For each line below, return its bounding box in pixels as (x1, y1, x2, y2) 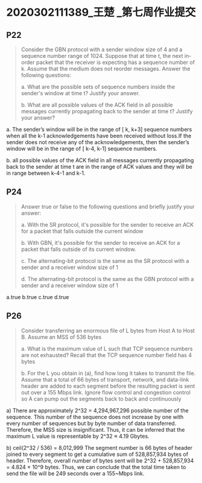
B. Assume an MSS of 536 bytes (21, 333, 102, 341)
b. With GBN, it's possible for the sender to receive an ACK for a (21, 239, 180, 246)
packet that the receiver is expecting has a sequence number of (36, 58, 195, 66)
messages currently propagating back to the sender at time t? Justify (21, 108, 193, 115)
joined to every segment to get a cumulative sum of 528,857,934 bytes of (6, 450, 189, 458)
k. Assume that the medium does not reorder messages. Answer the (21, 65, 191, 72)
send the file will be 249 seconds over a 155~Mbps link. (6, 470, 145, 477)
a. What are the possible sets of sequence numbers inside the (21, 83, 175, 90)
